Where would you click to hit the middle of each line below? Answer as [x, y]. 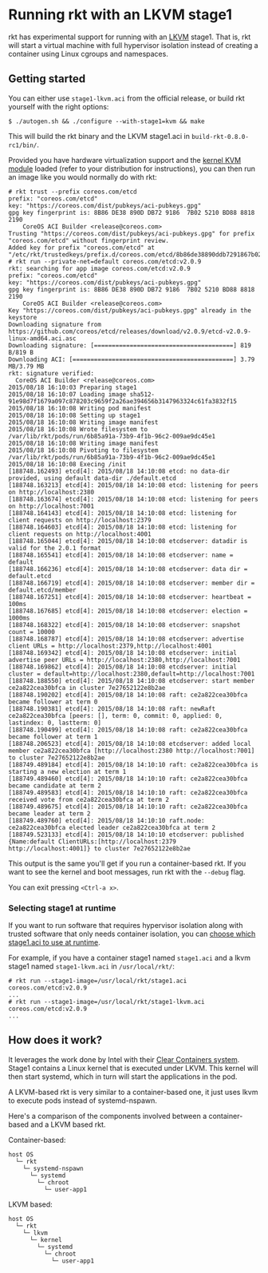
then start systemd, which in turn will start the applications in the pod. [123, 1077]
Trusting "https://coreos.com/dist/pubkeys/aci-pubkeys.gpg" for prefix [132, 233]
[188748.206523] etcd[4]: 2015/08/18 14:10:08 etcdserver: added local [130, 744]
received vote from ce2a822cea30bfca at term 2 [89, 799]
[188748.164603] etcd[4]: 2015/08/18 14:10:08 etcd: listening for [123, 527]
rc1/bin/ [23, 145]
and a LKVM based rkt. [68, 1124]
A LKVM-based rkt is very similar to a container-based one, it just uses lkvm [133, 1092]
